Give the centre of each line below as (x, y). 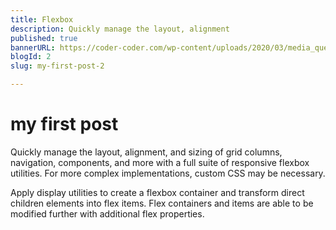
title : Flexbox (42, 19)
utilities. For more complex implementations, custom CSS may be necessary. (168, 173)
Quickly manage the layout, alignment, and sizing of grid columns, (146, 152)
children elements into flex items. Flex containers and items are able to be (162, 203)
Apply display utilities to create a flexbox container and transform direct (157, 192)
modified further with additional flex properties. (107, 213)
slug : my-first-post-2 (57, 66)
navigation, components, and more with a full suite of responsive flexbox (160, 162)
